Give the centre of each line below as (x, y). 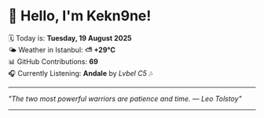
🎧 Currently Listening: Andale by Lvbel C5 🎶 (81, 73)
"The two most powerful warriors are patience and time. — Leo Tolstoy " (125, 98)
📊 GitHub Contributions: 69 (53, 61)
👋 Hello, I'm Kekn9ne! (80, 16)
